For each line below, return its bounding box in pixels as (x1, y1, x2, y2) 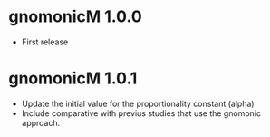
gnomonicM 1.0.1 (8, 68, 138, 89)
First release (21, 36, 69, 47)
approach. (21, 117, 61, 128)
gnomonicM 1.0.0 (8, 6, 142, 27)
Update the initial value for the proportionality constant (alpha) (21, 98, 255, 109)
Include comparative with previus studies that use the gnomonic (21, 107, 262, 119)
